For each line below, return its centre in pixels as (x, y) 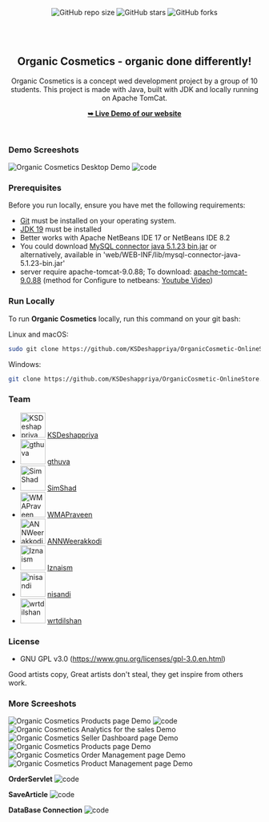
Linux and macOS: (38, 334)
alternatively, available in (60, 255)
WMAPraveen (70, 514)
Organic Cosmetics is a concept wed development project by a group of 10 (134, 81)
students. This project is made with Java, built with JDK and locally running (134, 89)
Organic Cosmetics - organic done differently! (134, 61)
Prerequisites (35, 188)
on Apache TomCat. (134, 98)
